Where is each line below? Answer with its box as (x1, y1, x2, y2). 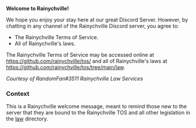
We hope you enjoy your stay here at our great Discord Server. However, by (6, 16, 188, 23)
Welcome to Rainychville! (6, 5, 69, 12)
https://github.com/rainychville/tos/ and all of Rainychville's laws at (6, 58, 168, 64)
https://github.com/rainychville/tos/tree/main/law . (6, 64, 126, 71)
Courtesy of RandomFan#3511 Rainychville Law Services (6, 75, 143, 82)
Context (6, 89, 30, 98)
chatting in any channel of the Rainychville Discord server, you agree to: (6, 23, 180, 29)
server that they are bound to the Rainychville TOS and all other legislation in (6, 109, 191, 116)
